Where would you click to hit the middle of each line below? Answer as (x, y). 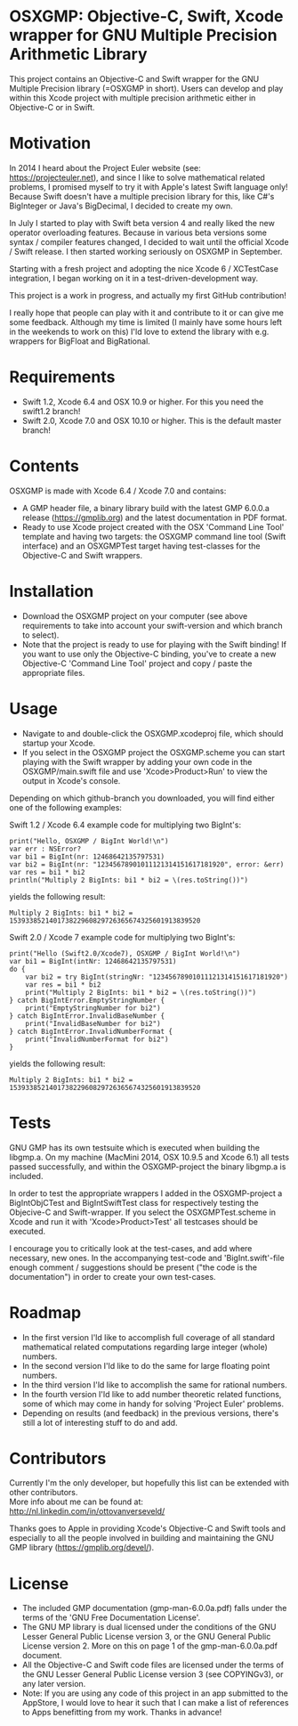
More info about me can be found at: (77, 1502)
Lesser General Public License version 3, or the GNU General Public (146, 1637)
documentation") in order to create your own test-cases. (113, 1276)
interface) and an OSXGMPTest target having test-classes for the (141, 546)
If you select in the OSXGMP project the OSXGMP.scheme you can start (153, 752)
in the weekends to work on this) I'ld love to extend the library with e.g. (139, 331)
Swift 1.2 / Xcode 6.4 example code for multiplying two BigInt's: (125, 825)
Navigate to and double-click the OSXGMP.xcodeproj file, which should (153, 733)
